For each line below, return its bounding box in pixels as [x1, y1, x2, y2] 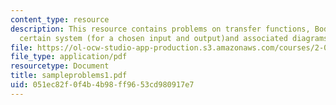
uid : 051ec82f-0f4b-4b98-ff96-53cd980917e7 [10, 80, 195, 90]
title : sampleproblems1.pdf [10, 71, 128, 81]
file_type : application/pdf [10, 52, 128, 62]
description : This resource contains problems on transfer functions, [10, 24, 311, 34]
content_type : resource [10, 14, 110, 25]
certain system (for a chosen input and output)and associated [19, 33, 288, 43]
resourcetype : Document [10, 61, 110, 71]
